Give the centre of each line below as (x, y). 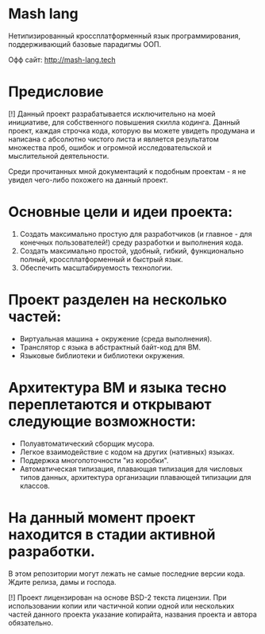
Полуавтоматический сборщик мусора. (87, 443)
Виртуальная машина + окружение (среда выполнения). (116, 338)
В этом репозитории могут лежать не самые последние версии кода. (127, 574)
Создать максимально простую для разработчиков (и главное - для (136, 234)
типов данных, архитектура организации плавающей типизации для (135, 477)
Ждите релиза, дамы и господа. (62, 582)
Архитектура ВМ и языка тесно (117, 387)
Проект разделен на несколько (118, 300)
